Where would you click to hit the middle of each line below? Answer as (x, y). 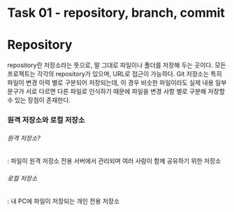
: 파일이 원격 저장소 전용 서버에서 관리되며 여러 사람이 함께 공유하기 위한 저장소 (114, 161)
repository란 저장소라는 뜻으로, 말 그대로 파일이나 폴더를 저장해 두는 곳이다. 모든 (117, 65)
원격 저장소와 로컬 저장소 (46, 120)
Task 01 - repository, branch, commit (116, 13)
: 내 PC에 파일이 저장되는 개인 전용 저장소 (64, 202)
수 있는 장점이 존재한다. (39, 100)
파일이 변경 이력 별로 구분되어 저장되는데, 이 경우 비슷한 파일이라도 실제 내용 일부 (117, 83)
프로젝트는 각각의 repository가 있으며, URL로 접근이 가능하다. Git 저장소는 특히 (115, 74)
